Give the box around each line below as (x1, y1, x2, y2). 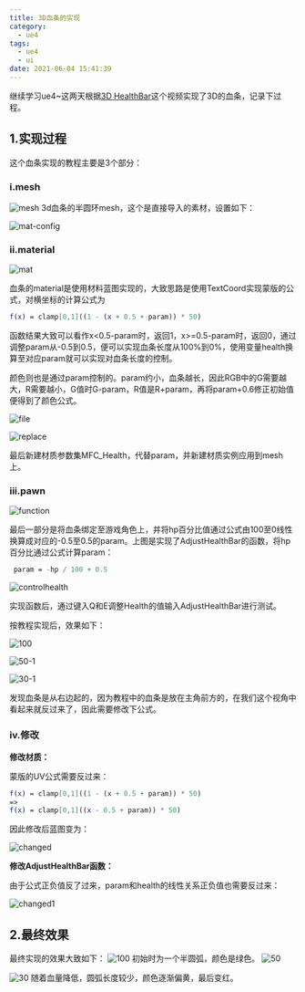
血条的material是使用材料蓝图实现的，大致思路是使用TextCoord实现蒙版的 (9, 283, 287, 294)
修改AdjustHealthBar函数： (9, 861, 114, 872)
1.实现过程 (9, 131, 67, 147)
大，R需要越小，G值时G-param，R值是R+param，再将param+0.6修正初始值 (9, 384, 294, 395)
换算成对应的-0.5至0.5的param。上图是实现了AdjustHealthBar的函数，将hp (9, 536, 291, 547)
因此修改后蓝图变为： (9, 823, 89, 835)
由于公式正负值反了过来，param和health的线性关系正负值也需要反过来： (9, 880, 280, 891)
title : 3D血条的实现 (9, 13, 80, 23)
